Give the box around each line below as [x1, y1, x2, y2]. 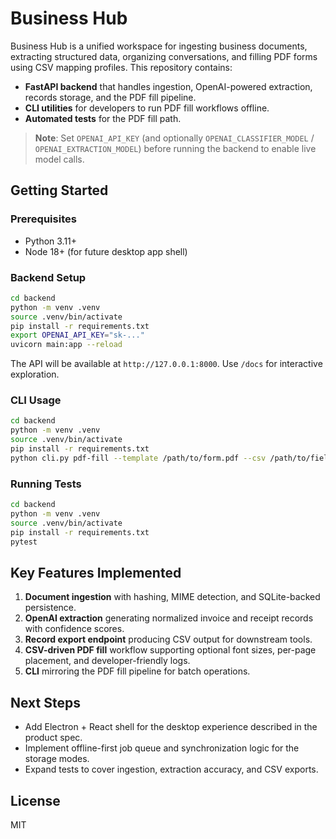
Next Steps [10, 694, 81, 711]
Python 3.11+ [24, 235, 78, 247]
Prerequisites [10, 212, 77, 226]
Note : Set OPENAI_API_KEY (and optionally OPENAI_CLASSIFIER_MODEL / [34, 132, 315, 144]
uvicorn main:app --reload [10, 340, 123, 350]
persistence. [24, 602, 77, 614]
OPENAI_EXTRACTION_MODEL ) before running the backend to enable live [34, 142, 317, 154]
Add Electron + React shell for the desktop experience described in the [24, 721, 318, 733]
